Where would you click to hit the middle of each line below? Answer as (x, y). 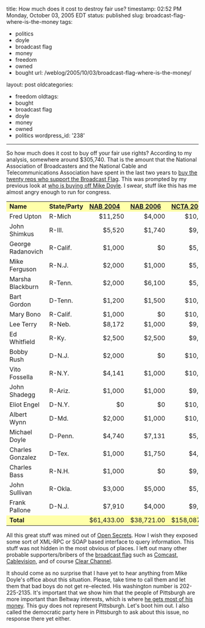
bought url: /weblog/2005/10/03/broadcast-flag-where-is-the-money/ (103, 73)
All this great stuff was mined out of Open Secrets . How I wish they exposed (102, 535)
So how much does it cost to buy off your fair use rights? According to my (99, 153)
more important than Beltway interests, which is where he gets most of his (100, 599)
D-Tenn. (61, 301)
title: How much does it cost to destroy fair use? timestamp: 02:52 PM (94, 9)
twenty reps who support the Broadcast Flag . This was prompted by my (97, 179)
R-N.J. (59, 265)
